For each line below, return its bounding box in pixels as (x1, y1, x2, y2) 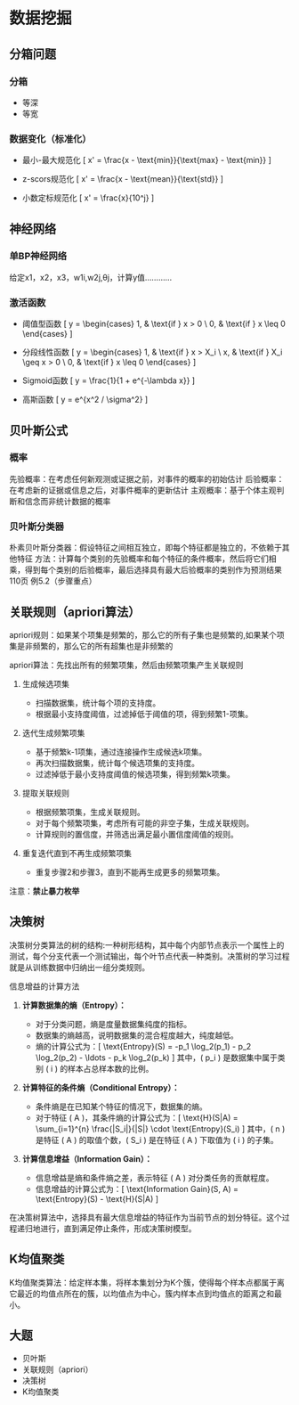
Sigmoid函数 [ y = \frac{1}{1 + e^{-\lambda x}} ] (21, 375, 196, 386)
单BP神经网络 (9, 250, 68, 263)
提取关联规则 (21, 788, 69, 798)
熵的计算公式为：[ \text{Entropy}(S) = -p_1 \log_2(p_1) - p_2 (35, 1041, 252, 1051)
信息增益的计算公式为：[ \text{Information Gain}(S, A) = (35, 1183, 238, 1194)
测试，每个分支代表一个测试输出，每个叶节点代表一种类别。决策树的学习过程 (9, 951, 290, 961)
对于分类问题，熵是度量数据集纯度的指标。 (35, 1018, 192, 1029)
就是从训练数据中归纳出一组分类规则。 (9, 961, 149, 972)
